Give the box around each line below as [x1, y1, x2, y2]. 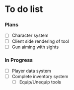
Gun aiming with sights [11, 44, 59, 50]
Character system [11, 32, 49, 38]
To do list [4, 3, 43, 15]
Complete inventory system [11, 74, 69, 80]
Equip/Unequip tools [19, 79, 62, 85]
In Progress [4, 56, 33, 63]
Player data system [11, 68, 52, 74]
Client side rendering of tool [11, 38, 70, 44]
